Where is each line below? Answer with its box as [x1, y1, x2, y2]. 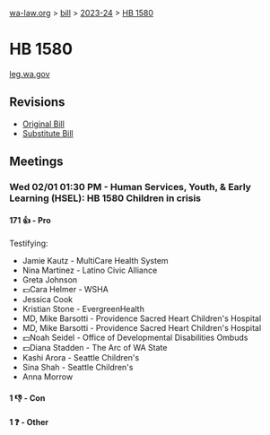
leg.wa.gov [9, 68, 51, 79]
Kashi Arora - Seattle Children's [22, 352, 140, 363]
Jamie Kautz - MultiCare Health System [22, 256, 169, 266]
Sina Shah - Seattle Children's [22, 362, 134, 373]
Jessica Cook [22, 294, 74, 305]
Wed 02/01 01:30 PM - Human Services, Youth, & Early [9, 181, 251, 194]
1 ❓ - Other [9, 417, 49, 428]
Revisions [9, 94, 65, 110]
